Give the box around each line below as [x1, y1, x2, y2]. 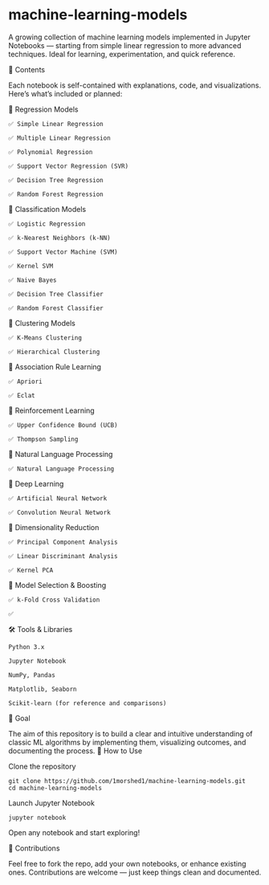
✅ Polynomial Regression [8, 148, 93, 156]
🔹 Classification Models [8, 204, 87, 214]
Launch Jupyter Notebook [8, 797, 95, 808]
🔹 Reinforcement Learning [8, 406, 95, 415]
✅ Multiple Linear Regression [8, 134, 111, 142]
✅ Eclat [8, 391, 36, 399]
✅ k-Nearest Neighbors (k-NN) [8, 234, 111, 242]
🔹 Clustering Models [8, 318, 76, 328]
